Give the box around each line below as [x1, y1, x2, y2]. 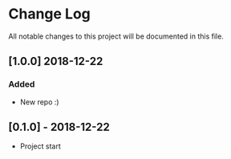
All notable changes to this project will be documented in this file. [8, 31, 225, 41]
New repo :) [19, 97, 59, 107]
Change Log [8, 5, 91, 23]
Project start [19, 141, 62, 151]
